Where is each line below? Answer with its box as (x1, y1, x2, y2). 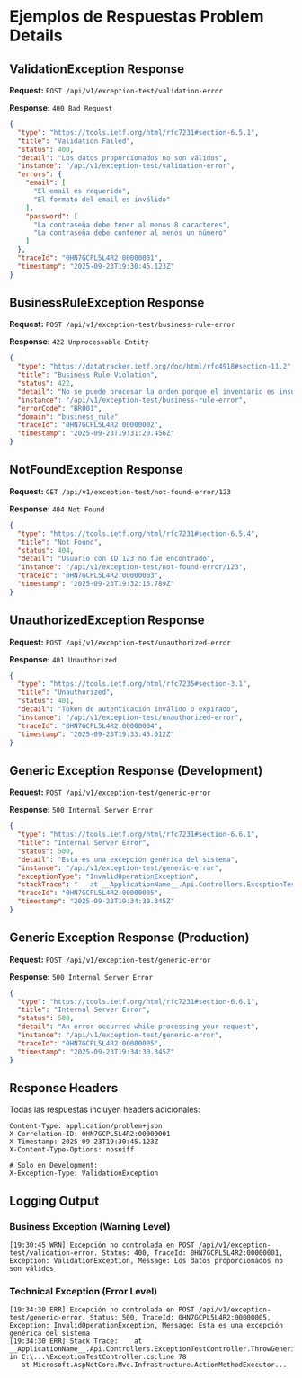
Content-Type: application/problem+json (9, 1122, 164, 1131)
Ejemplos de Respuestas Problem (9, 6, 264, 27)
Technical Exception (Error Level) (9, 1285, 158, 1297)
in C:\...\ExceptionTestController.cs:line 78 (9, 1353, 187, 1362)
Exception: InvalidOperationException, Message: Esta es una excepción (9, 1321, 283, 1330)
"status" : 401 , (17, 697, 75, 706)
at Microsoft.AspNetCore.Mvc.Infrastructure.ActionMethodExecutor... (21, 1360, 288, 1370)
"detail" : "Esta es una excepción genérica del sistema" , (17, 855, 240, 864)
